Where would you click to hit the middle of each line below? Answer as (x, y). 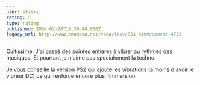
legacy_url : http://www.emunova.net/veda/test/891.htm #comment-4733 (94, 34)
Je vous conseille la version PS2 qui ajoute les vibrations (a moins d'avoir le (100, 69)
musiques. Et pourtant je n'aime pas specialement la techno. (81, 58)
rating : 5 (19, 17)
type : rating (23, 23)
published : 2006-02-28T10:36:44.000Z (54, 29)
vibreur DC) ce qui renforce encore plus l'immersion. (71, 76)
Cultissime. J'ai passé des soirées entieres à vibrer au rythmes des (89, 51)
